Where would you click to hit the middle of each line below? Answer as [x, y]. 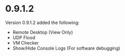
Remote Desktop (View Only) [43, 32]
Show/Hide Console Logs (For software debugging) [66, 48]
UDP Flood [24, 37]
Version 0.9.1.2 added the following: [42, 22]
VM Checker [26, 42]
